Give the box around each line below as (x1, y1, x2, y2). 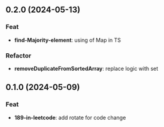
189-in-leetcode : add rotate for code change (14, 114, 126, 121)
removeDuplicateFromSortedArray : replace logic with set (14, 65, 159, 72)
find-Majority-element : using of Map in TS (14, 36, 121, 44)
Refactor (5, 51, 32, 59)
